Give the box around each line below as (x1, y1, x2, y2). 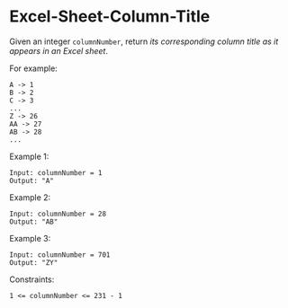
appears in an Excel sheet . (9, 45, 108, 56)
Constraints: (9, 274, 55, 285)
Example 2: (9, 191, 51, 203)
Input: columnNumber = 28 (9, 209, 106, 218)
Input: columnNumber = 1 (9, 168, 103, 177)
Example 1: (9, 151, 49, 162)
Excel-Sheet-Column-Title (9, 6, 211, 27)
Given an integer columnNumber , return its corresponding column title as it (9, 36, 279, 47)
